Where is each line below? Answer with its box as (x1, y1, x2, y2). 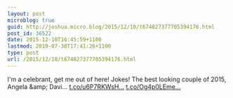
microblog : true (7, 17, 55, 24)
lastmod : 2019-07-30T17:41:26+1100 (7, 43, 112, 50)
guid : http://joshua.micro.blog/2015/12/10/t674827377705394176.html (7, 23, 215, 30)
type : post (7, 50, 39, 57)
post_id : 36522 (7, 29, 52, 37)
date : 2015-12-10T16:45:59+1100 (7, 36, 102, 43)
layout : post (7, 10, 46, 17)
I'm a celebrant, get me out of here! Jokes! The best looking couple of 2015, (7, 75, 227, 83)
